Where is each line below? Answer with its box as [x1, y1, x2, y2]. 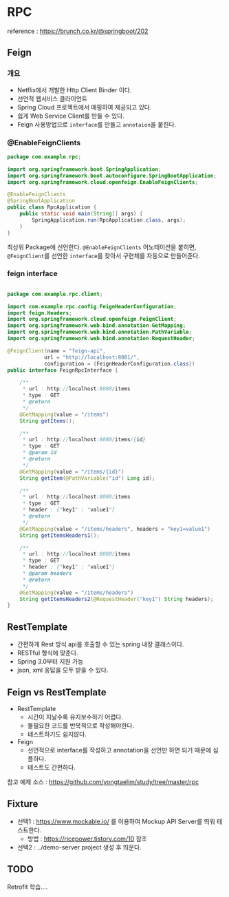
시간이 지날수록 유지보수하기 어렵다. [27, 713, 124, 721]
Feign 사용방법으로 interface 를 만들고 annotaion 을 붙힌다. [17, 120, 177, 128]
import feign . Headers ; [7, 309, 72, 317]
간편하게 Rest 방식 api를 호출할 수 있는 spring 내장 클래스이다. [17, 640, 184, 648]
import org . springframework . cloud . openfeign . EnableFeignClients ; [7, 178, 198, 186]
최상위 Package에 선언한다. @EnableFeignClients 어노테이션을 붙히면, [7, 242, 197, 251]
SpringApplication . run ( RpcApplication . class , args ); [32, 216, 186, 224]
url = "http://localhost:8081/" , [43, 354, 140, 361]
